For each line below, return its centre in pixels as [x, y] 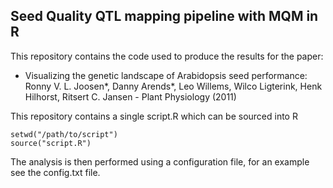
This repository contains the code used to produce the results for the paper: [167, 56]
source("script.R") [51, 143]
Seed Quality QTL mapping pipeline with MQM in [164, 16]
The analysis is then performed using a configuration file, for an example [160, 161]
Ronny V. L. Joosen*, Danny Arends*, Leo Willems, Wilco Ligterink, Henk [173, 86]
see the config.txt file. [55, 172]
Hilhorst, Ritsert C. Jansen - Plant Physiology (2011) [130, 96]
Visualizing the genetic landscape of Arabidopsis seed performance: [166, 75]
